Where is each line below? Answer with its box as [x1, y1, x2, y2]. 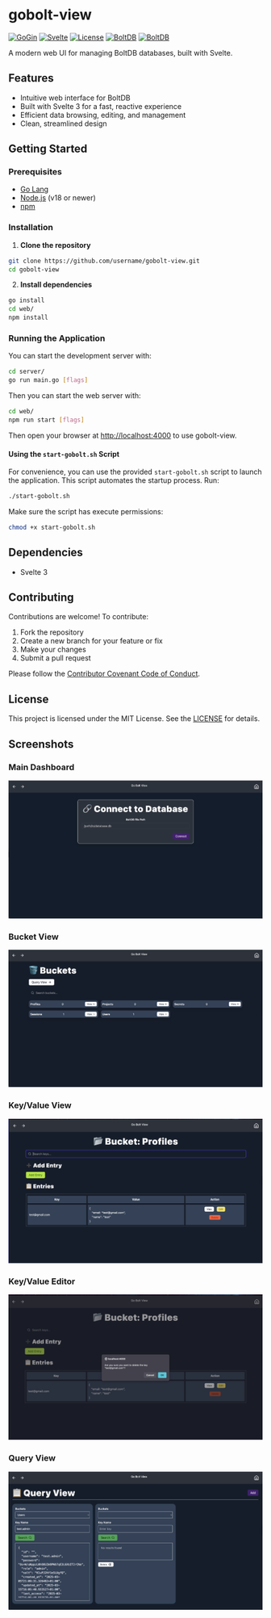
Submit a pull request [19, 653, 91, 663]
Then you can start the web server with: [8, 391, 141, 400]
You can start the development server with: [8, 351, 152, 361]
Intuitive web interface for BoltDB [19, 93, 131, 103]
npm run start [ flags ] [8, 416, 85, 425]
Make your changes [19, 644, 86, 655]
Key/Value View [8, 1100, 73, 1111]
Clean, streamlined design [19, 119, 107, 128]
